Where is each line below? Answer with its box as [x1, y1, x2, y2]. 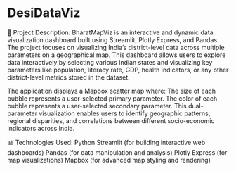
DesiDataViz [7, 5, 81, 21]
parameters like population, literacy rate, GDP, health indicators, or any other [7, 65, 229, 74]
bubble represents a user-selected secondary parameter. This [7, 101, 188, 110]
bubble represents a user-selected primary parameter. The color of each [7, 94, 218, 103]
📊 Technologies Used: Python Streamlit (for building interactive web [7, 138, 206, 146]
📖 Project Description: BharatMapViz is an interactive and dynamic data [7, 28, 214, 37]
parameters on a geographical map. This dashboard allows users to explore [7, 51, 226, 59]
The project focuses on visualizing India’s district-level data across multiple [7, 43, 225, 51]
